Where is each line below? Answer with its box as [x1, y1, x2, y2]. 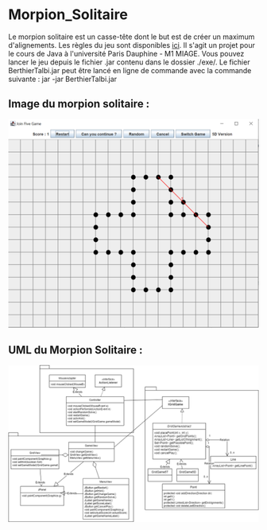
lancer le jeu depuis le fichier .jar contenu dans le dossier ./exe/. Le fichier [8, 57, 250, 67]
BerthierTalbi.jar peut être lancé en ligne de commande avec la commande [8, 65, 252, 75]
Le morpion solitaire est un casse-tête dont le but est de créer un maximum [8, 32, 255, 41]
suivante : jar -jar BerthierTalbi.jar [8, 74, 118, 84]
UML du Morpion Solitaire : [8, 344, 143, 357]
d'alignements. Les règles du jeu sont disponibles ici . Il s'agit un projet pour [8, 40, 256, 49]
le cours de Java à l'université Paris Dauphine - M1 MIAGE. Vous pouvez [8, 49, 245, 58]
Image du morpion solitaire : [8, 97, 150, 111]
